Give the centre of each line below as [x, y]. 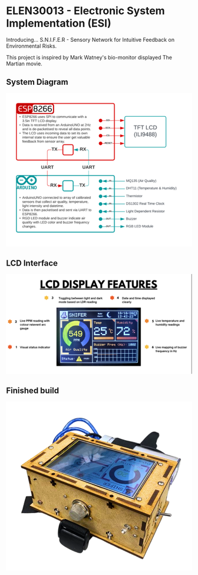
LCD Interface [32, 263]
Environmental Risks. [32, 46]
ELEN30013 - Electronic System [85, 11]
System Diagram [37, 82]
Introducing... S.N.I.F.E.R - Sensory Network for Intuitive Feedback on [90, 39]
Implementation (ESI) [59, 23]
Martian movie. [24, 64]
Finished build [33, 390]
